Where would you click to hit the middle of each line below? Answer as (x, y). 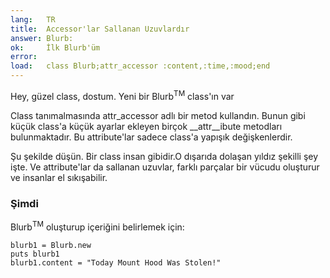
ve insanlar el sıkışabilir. (59, 177)
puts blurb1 (35, 254)
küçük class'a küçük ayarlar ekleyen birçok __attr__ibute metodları (146, 126)
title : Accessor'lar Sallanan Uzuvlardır (100, 29)
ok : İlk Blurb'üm (55, 47)
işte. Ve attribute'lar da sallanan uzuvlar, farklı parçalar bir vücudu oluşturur (165, 167)
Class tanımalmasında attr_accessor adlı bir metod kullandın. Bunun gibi (158, 115)
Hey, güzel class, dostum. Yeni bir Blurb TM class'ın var (122, 95)
